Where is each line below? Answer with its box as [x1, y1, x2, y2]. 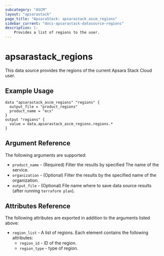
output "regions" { [5, 117, 45, 122]
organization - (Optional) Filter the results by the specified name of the [12, 172, 157, 178]
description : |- [5, 26, 38, 30]
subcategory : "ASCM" [5, 7, 48, 12]
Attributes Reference [5, 202, 71, 210]
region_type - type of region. [19, 245, 79, 251]
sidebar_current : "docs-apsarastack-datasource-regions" [5, 21, 124, 26]
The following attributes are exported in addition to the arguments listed [5, 215, 150, 221]
